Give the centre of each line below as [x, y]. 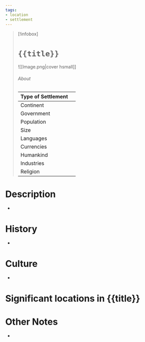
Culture [22, 264]
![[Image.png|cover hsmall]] [47, 67]
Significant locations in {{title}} [73, 298]
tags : [11, 10]
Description [31, 194]
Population [33, 121]
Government [35, 113]
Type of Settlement [44, 96]
